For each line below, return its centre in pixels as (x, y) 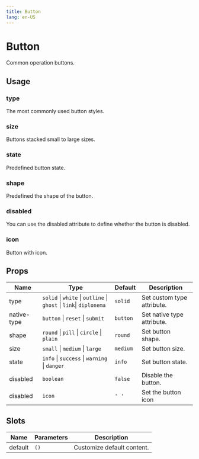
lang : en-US (21, 17)
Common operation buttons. (41, 63)
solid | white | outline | (75, 298)
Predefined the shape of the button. (50, 196)
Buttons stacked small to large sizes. (51, 139)
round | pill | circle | (72, 332)
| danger (53, 366)
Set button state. (164, 362)
